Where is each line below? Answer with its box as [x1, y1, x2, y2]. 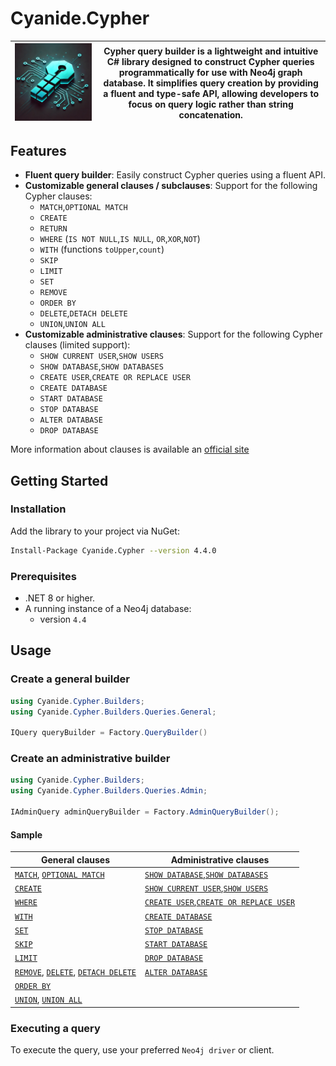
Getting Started [10, 472, 109, 489]
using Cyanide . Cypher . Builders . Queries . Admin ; [10, 786, 208, 796]
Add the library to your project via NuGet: [10, 525, 180, 537]
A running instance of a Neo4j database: [24, 602, 192, 614]
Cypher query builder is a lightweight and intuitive [103, 45, 319, 57]
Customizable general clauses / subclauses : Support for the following [24, 180, 318, 192]
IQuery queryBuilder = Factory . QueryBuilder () [10, 728, 208, 738]
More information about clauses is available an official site [10, 443, 250, 456]
